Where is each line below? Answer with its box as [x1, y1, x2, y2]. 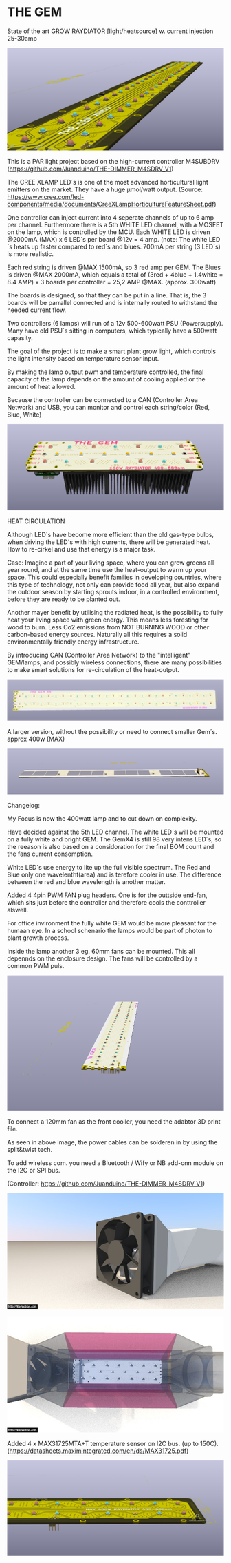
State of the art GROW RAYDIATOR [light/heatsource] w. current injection [7, 27, 214, 35]
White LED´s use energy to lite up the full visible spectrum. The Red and [7, 863, 211, 872]
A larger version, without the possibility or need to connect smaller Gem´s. [7, 728, 218, 736]
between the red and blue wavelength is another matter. [7, 878, 166, 886]
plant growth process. [7, 934, 69, 942]
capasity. [7, 334, 33, 342]
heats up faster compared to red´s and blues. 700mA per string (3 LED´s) [13, 242, 221, 251]
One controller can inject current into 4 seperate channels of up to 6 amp [7, 213, 214, 222]
